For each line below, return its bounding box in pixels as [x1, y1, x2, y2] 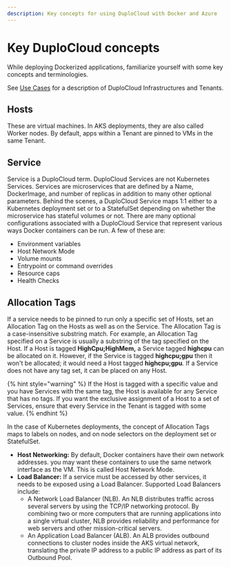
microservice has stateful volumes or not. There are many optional [7, 212, 196, 220]
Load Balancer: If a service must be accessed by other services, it [17, 473, 207, 481]
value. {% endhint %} [7, 409, 68, 417]
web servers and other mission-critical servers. [27, 524, 162, 532]
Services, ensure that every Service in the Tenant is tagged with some [7, 402, 207, 410]
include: [17, 487, 40, 495]
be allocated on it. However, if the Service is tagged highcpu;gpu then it [7, 352, 212, 360]
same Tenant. [7, 136, 46, 145]
